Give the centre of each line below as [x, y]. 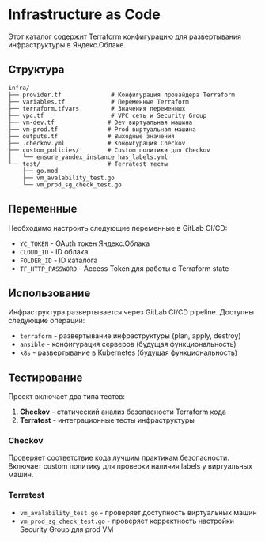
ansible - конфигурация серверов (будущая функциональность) [128, 344]
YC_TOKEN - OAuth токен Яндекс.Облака [85, 243]
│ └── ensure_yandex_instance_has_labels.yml [88, 157]
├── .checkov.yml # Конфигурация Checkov [97, 143]
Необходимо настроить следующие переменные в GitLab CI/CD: [118, 228]
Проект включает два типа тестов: [66, 397]
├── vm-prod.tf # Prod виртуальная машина [102, 129]
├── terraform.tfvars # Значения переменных [97, 108]
